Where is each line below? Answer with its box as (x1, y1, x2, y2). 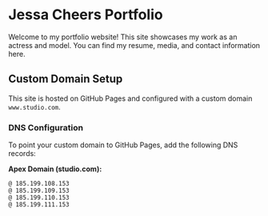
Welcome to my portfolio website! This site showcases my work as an (8, 32, 238, 42)
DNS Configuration (8, 122, 84, 133)
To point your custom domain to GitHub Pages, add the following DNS (8, 140, 238, 150)
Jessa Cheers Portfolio (8, 6, 163, 24)
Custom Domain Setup (8, 72, 123, 86)
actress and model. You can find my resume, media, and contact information (8, 40, 261, 50)
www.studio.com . (8, 102, 62, 111)
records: (8, 149, 36, 158)
